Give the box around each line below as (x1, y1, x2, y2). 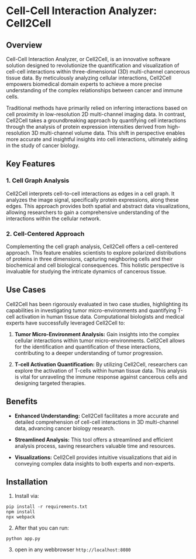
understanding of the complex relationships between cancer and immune (6, 87, 183, 93)
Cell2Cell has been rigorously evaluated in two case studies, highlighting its (6, 300, 188, 307)
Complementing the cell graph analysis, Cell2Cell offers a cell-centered (6, 243, 178, 250)
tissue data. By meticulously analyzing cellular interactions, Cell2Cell (6, 75, 171, 81)
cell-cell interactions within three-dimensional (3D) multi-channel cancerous (6, 68, 190, 75)
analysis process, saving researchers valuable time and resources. (14, 442, 176, 449)
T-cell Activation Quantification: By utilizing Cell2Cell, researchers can (14, 360, 188, 368)
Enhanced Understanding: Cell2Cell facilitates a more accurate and (14, 412, 180, 419)
